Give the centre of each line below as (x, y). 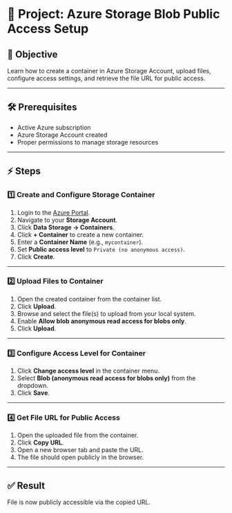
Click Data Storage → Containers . (66, 227)
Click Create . (36, 256)
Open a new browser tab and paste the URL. (80, 450)
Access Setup (48, 29)
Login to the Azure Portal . (54, 212)
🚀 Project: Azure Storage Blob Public (114, 14)
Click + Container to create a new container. (80, 234)
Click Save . (33, 393)
